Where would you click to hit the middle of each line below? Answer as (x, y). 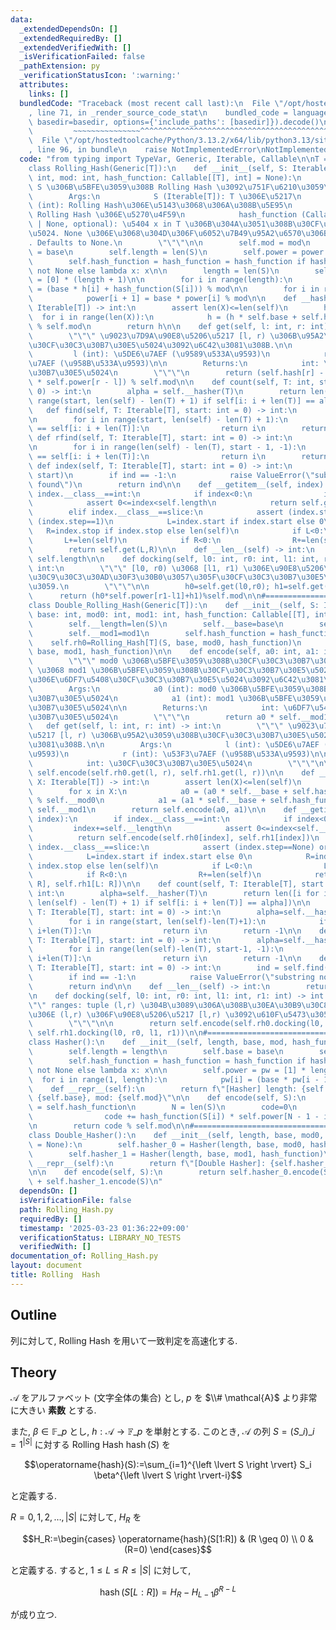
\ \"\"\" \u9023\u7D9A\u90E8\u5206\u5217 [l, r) (147, 336)
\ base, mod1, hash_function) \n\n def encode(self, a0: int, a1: (174, 652)
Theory (34, 1372)
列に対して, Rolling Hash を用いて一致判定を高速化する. (124, 1340)
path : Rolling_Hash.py (66, 1209)
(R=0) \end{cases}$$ (168, 1549)
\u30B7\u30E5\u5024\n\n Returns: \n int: (154, 707)
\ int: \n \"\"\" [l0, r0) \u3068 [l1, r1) (134, 568)
